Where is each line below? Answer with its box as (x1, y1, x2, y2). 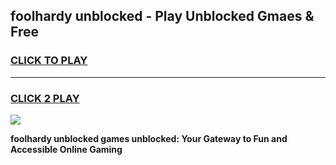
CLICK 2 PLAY (10, 91, 80, 105)
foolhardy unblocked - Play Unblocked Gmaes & (10, 8, 315, 25)
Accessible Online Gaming (10, 143, 123, 155)
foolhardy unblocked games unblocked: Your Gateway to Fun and (10, 132, 288, 144)
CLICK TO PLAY (10, 54, 88, 68)
